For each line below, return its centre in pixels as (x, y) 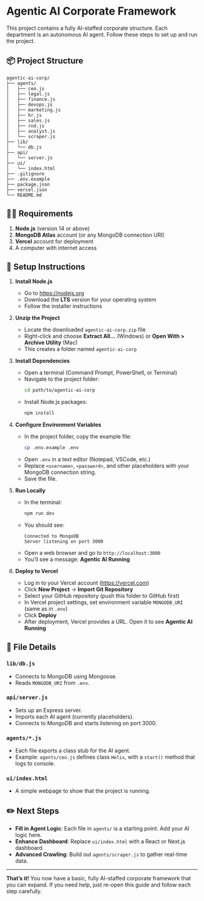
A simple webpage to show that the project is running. (83, 791)
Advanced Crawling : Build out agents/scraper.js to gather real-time (101, 854)
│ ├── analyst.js (31, 131)
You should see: (44, 525)
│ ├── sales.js (28, 120)
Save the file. (41, 478)
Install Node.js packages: (56, 402)
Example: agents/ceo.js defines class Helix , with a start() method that (105, 757)
